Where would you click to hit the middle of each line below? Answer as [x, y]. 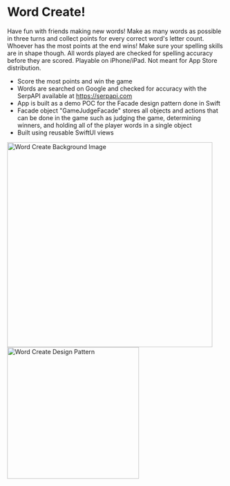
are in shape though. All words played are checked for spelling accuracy [110, 53]
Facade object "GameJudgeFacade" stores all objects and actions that [118, 110]
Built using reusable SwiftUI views [65, 133]
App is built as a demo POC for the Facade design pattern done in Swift [119, 103]
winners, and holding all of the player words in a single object [104, 125]
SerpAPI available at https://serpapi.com [75, 96]
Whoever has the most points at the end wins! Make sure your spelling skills [115, 46]
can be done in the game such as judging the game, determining [109, 117]
